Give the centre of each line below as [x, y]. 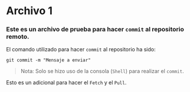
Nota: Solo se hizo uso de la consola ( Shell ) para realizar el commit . [102, 71]
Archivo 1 [30, 11]
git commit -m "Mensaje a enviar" [49, 60]
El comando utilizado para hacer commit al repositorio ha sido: [81, 50]
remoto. [18, 37]
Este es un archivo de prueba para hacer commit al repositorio [95, 29]
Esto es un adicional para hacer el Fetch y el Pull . [66, 83]
